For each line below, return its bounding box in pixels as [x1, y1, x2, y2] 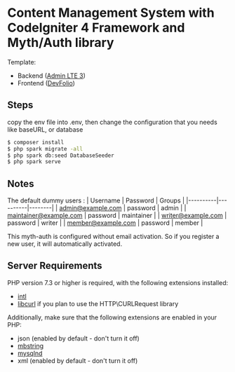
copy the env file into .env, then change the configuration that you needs [7, 118, 217, 126]
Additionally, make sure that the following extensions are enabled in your [7, 313, 217, 322]
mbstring [17, 341, 44, 350]
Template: [7, 57, 36, 66]
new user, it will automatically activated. [7, 240, 123, 248]
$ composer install [7, 139, 65, 146]
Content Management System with [7, 5, 215, 21]
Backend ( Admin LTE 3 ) [17, 71, 86, 80]
